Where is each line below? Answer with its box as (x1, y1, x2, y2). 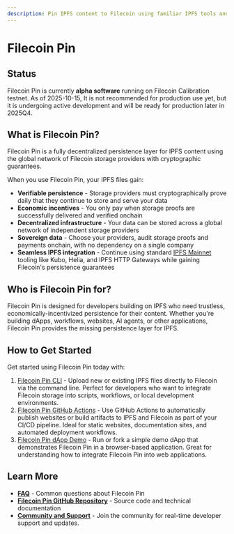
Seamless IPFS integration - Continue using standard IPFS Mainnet (17, 248, 212, 257)
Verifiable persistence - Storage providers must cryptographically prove (17, 189, 227, 197)
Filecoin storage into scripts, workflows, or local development (17, 391, 194, 399)
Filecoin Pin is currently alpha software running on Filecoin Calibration (7, 86, 210, 95)
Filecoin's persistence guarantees (17, 263, 115, 272)
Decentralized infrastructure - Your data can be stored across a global (17, 219, 223, 227)
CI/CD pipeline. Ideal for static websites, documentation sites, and (17, 421, 208, 429)
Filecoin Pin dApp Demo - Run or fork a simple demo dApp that (17, 436, 198, 444)
